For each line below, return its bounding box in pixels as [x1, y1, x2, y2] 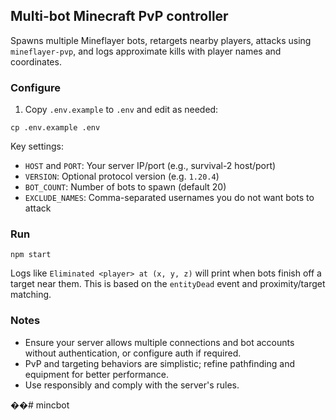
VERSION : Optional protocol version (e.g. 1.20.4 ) [24, 170, 220, 183]
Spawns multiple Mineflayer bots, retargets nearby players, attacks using [10, 34, 312, 46]
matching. [10, 289, 52, 301]
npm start [10, 250, 52, 260]
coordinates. [10, 55, 62, 68]
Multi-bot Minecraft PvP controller [10, 8, 229, 25]
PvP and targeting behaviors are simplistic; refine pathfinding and [24, 357, 295, 369]
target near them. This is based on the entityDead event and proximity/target [10, 278, 326, 290]
